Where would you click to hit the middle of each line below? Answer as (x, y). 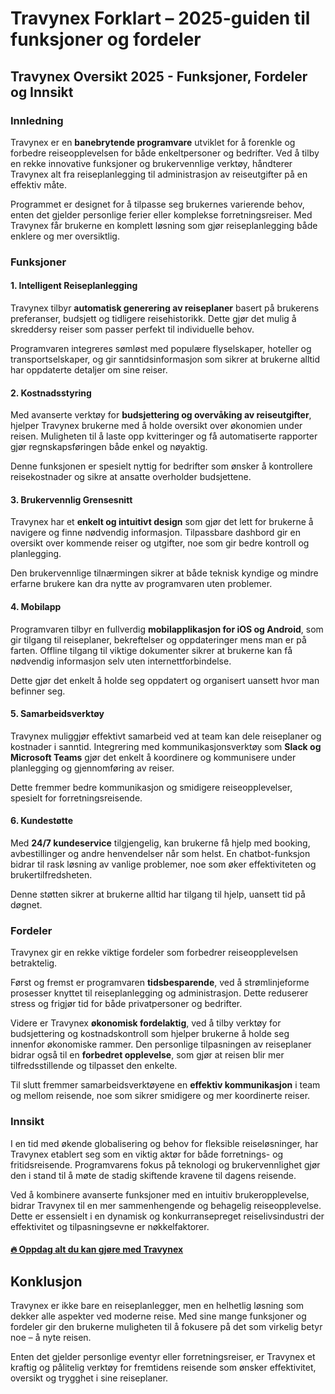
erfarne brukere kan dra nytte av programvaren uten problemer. (141, 584)
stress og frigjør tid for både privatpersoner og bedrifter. (126, 1004)
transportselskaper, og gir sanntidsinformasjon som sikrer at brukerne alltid (165, 359)
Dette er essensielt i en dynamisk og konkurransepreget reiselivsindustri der (167, 1216)
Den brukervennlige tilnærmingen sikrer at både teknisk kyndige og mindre (164, 573)
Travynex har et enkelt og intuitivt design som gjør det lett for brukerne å (162, 522)
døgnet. (26, 905)
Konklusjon (46, 1281)
